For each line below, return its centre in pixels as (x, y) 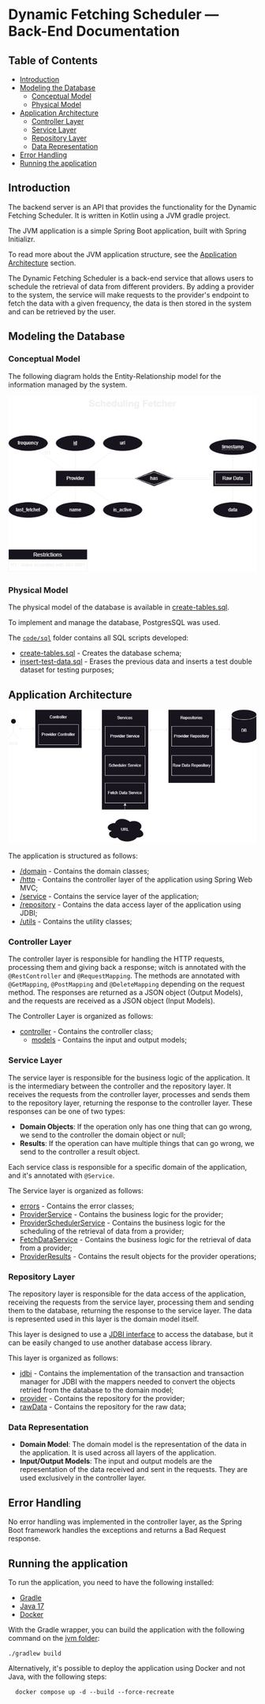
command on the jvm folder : (54, 1638)
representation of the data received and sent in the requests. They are (134, 1470)
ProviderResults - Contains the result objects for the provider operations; (138, 1256)
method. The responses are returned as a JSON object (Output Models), (125, 993)
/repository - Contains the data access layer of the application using (131, 904)
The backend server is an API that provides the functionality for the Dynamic (132, 207)
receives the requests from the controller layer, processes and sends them (129, 1094)
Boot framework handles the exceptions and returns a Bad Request (117, 1530)
